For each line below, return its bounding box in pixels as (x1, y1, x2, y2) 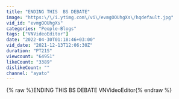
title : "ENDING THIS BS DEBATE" (6, 8, 90, 15)
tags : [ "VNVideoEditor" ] (6, 31, 69, 37)
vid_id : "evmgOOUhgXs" (6, 20, 63, 26)
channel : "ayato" (6, 70, 50, 76)
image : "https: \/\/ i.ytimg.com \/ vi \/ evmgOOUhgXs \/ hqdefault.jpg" (6, 14, 174, 20)
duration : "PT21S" (6, 48, 52, 54)
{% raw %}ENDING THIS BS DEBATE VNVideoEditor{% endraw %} (6, 86, 172, 94)
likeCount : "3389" (6, 59, 52, 65)
